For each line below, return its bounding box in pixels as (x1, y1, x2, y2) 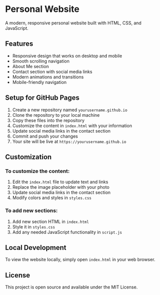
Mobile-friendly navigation (12, 79, 67, 85)
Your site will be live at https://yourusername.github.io (12, 138, 127, 145)
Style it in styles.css (12, 223, 56, 229)
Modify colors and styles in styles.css (12, 195, 92, 201)
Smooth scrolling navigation (12, 58, 70, 64)
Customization (5, 152, 52, 161)
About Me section (12, 63, 49, 69)
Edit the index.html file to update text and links (12, 179, 108, 185)
